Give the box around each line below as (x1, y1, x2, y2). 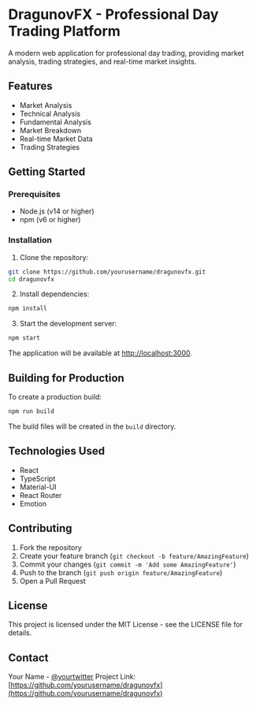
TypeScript (19, 474, 56, 483)
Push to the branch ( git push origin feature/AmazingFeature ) (19, 567, 223, 577)
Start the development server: (19, 319, 117, 329)
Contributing (8, 522, 72, 535)
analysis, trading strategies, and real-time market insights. (8, 57, 197, 66)
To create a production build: (8, 392, 102, 402)
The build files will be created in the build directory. (8, 422, 176, 431)
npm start (8, 334, 41, 342)
